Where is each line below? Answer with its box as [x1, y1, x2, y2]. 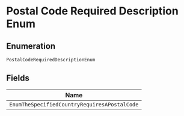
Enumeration [6, 41, 56, 51]
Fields [6, 73, 30, 84]
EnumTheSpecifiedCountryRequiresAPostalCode [9, 101, 139, 108]
